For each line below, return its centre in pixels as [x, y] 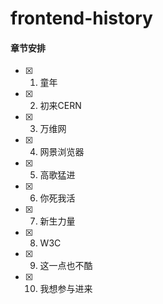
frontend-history [81, 18]
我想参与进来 [66, 289]
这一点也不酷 [66, 266]
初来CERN [60, 106]
